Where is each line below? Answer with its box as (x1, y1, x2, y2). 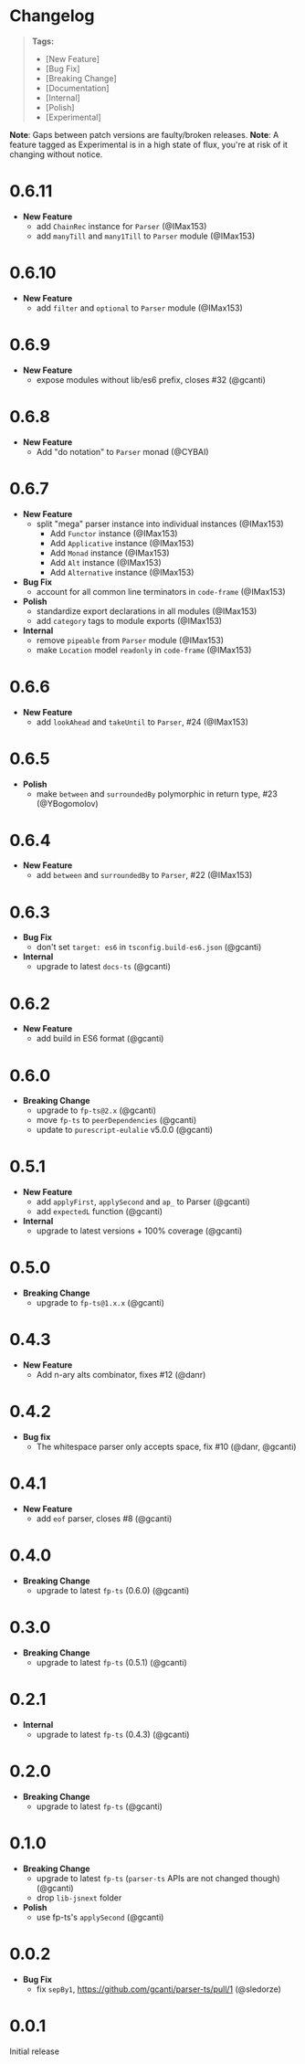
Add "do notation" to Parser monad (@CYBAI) (36, 446, 209, 457)
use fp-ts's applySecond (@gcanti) (36, 1911, 164, 1922)
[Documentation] (45, 82, 110, 93)
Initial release (9, 2046, 59, 2057)
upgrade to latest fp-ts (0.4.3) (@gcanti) (36, 1729, 190, 1740)
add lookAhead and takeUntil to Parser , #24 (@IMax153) (36, 716, 249, 727)
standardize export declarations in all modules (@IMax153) (36, 605, 258, 617)
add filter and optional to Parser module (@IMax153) (36, 302, 244, 313)
